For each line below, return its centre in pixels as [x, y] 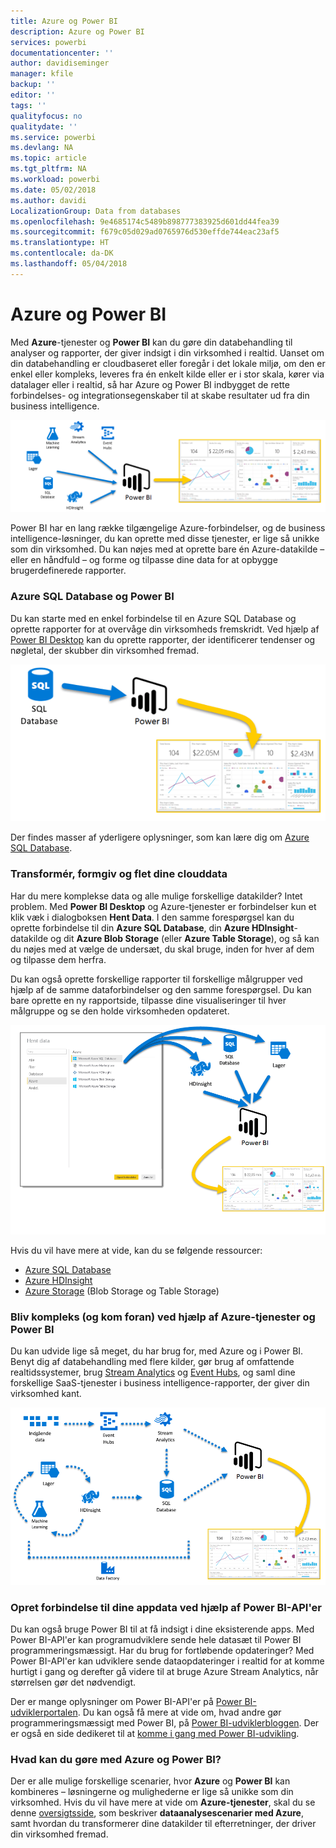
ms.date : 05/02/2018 [53, 190]
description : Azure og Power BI [77, 31]
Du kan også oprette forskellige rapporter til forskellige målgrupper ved [156, 979]
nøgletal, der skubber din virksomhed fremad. [105, 650]
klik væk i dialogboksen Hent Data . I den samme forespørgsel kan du [152, 917]
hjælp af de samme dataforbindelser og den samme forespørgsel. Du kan [161, 989]
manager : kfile [42, 74]
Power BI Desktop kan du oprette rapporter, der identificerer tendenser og [163, 639]
